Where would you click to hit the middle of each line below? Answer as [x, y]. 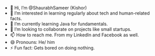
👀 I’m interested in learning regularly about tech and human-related [80, 13]
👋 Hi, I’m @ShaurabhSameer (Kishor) [48, 8]
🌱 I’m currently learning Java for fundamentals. [59, 24]
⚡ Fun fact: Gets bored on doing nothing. [52, 48]
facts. [16, 18]
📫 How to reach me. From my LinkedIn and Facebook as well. [74, 35]
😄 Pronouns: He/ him [32, 42]
